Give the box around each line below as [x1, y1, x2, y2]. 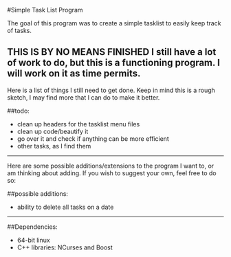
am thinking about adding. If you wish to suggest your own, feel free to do [7, 168, 217, 177]
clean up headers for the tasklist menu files [16, 120, 140, 128]
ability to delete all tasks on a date [16, 203, 114, 211]
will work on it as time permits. [7, 68, 141, 80]
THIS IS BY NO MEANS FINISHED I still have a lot [7, 46, 217, 58]
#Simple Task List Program [7, 6, 84, 14]
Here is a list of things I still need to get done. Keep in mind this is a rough [7, 86, 215, 94]
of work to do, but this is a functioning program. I [7, 57, 220, 69]
